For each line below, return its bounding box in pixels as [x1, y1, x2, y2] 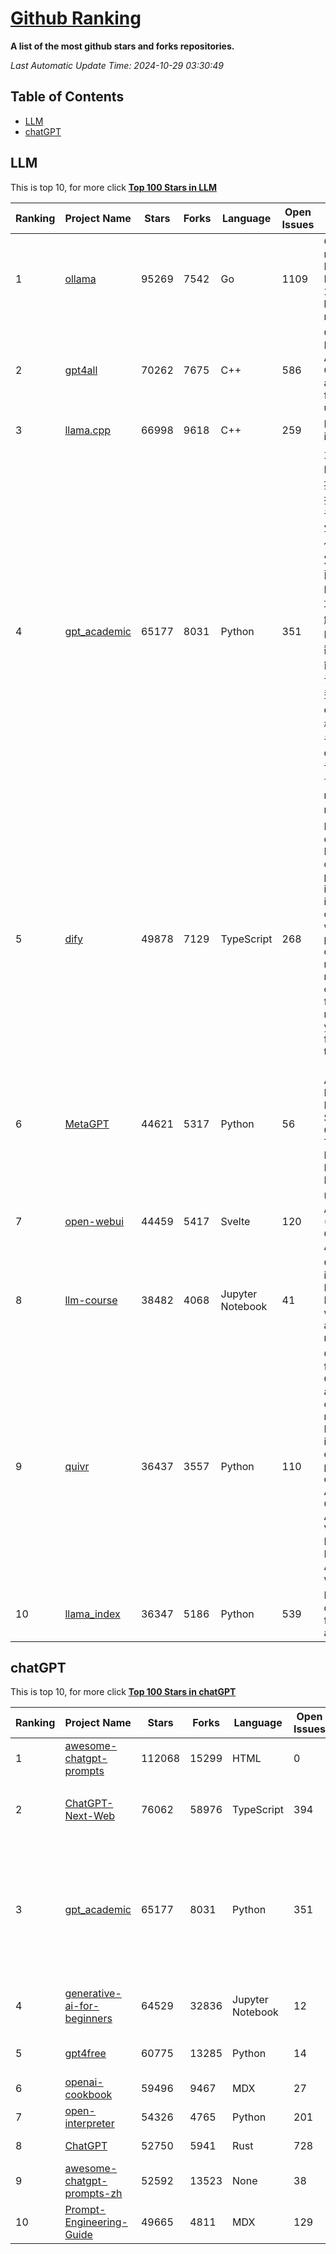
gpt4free [64, 2047, 107, 2061]
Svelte [220, 1214, 251, 1228]
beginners [64, 2012, 113, 2026]
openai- [64, 2075, 104, 2089]
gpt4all [64, 363, 98, 377]
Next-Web [64, 1809, 116, 1823]
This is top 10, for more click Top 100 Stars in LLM [10, 181, 218, 193]
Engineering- [64, 2215, 128, 2229]
